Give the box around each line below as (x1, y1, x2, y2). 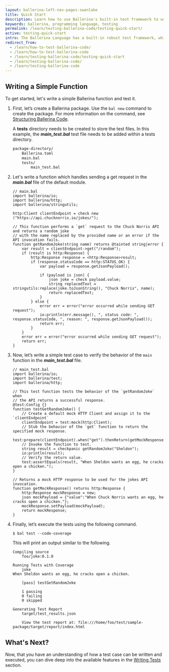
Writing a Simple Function (5, 82, 88, 91)
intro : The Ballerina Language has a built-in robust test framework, (5, 36, 156, 41)
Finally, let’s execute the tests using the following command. (12, 521, 137, 528)
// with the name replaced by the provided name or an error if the (12, 233, 159, 238)
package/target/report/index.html (12, 625, 85, 630)
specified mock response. (12, 429, 67, 434)
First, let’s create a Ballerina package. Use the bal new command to (12, 105, 152, 111)
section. (5, 662, 22, 668)
